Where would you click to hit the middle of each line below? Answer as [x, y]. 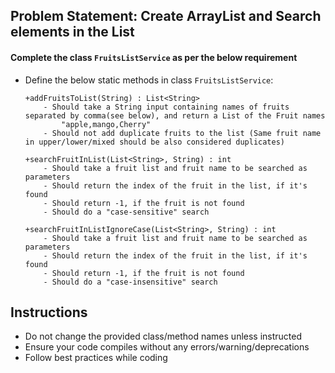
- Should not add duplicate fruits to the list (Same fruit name [182, 133]
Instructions [49, 312]
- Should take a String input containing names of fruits [166, 107]
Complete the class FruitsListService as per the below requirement [154, 57]
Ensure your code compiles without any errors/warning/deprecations [167, 347]
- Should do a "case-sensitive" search [126, 212]
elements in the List [72, 32]
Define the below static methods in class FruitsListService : [149, 80]
